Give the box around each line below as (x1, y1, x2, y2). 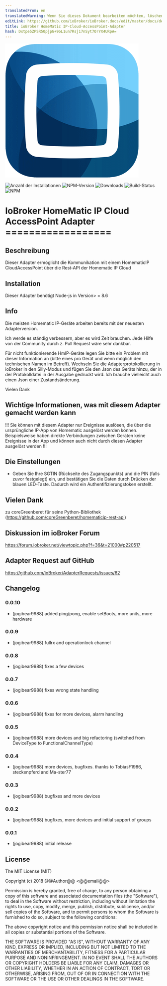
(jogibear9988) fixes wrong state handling (12, 687, 99, 693)
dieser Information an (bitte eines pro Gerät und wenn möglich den (5, 355, 142, 361)
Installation (5, 279, 41, 288)
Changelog (5, 584, 40, 593)
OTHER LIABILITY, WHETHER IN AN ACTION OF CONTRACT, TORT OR (5, 965, 150, 971)
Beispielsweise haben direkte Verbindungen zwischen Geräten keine (5, 432, 146, 439)
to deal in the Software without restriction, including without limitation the (5, 898, 155, 904)
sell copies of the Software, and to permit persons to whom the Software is (5, 909, 159, 915)
